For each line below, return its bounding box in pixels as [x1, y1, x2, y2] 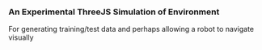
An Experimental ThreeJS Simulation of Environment [8, 6, 220, 17]
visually [8, 33, 34, 42]
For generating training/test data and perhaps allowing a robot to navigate [8, 25, 255, 34]
